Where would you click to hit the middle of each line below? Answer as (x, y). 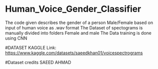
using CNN (16, 38)
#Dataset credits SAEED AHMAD (38, 62)
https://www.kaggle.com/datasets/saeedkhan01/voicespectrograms (74, 53)
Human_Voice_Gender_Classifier (73, 9)
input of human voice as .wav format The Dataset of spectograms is (74, 27)
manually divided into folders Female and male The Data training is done (78, 33)
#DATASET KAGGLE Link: (31, 47)
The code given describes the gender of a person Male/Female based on (79, 23)
